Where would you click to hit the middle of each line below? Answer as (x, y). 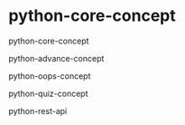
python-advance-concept (56, 58)
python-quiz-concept (48, 93)
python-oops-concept (50, 76)
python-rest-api (38, 111)
